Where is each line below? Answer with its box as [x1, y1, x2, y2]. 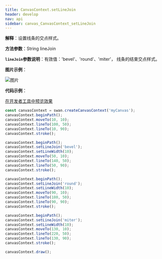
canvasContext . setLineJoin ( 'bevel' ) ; [5, 144, 83, 150]
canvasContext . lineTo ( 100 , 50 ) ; [5, 122, 71, 127]
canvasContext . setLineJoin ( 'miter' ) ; [5, 217, 83, 222]
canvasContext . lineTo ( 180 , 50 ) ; [5, 195, 71, 200]
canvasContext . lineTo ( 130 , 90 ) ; [5, 236, 71, 241]
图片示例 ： [5, 67, 27, 73]
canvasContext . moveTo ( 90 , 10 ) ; [5, 190, 69, 195]
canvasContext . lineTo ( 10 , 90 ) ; [5, 127, 69, 131]
